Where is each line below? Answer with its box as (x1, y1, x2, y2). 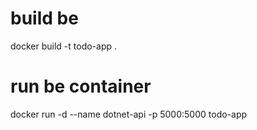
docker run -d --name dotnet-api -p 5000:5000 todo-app (10, 108, 248, 120)
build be (10, 7, 79, 30)
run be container (10, 75, 152, 98)
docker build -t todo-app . (10, 40, 118, 52)
